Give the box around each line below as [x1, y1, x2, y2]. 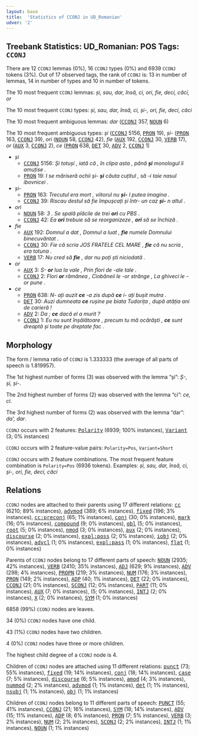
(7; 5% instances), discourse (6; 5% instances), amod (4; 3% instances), [6, 675, 186, 682]
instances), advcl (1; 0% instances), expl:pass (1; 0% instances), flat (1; [6, 539, 190, 546]
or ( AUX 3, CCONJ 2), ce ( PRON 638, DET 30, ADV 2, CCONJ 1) [6, 142, 150, 149]
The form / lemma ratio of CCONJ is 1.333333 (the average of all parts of [6, 356, 179, 363]
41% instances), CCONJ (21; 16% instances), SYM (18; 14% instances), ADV [6, 705, 184, 712]
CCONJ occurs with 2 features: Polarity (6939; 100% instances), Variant [6, 426, 187, 433]
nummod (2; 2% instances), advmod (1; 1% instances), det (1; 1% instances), [6, 681, 190, 689]
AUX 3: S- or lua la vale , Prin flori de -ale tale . [23, 266, 137, 273]
